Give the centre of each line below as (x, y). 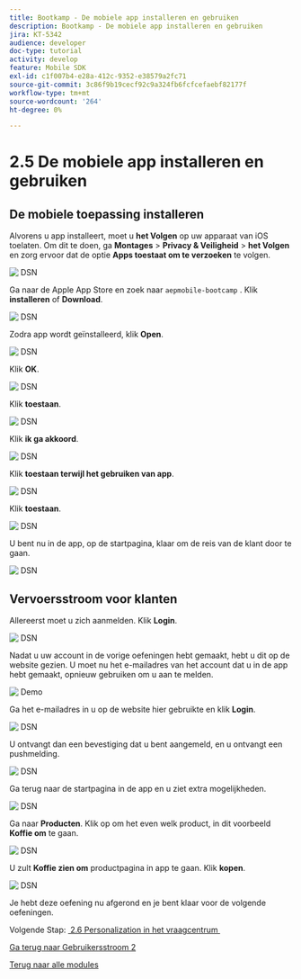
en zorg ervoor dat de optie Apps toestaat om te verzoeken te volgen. (140, 255)
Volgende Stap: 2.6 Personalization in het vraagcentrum (114, 930)
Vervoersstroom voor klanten (93, 599)
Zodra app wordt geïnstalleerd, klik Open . (86, 335)
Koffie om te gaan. (44, 833)
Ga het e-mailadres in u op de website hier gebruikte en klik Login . (133, 710)
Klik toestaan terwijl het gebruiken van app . (92, 474)
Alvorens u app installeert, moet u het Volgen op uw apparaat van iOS (139, 236)
